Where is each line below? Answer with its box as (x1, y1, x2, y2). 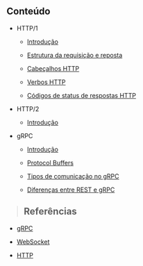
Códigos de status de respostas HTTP (26, 91, 137, 99)
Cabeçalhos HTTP (26, 64, 80, 72)
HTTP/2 (16, 104, 40, 113)
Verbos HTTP (26, 78, 66, 86)
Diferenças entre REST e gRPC (26, 185, 115, 194)
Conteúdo (6, 6, 51, 17)
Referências (23, 206, 77, 217)
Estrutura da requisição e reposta (26, 51, 123, 59)
